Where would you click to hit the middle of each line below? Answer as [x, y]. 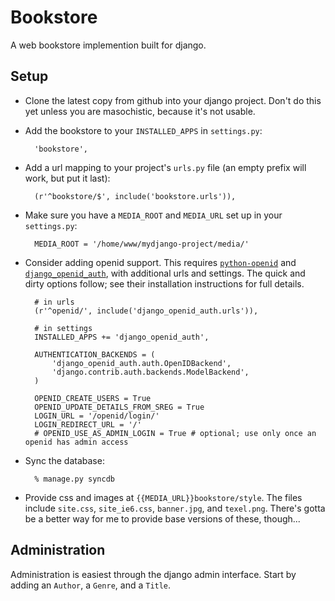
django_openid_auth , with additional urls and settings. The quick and [165, 273]
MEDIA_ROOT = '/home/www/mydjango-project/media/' [142, 244]
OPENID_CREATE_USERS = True [93, 398]
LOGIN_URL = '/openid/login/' [97, 416]
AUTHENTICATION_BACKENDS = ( [95, 354]
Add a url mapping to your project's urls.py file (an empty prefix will [165, 167]
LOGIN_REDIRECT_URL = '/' [88, 424]
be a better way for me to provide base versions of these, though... [162, 518]
